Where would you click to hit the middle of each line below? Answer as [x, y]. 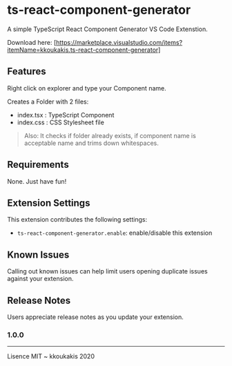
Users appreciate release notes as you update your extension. [96, 317]
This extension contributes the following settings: [77, 220]
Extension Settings [49, 203]
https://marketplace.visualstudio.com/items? [119, 42]
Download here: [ [32, 42]
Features [27, 71]
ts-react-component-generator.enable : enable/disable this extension [115, 233]
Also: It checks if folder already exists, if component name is [110, 135]
